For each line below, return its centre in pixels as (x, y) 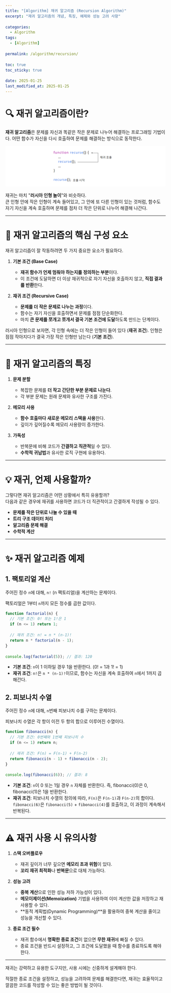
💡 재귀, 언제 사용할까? (48, 480)
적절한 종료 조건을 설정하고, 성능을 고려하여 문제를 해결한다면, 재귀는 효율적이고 (84, 979)
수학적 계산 (23, 531)
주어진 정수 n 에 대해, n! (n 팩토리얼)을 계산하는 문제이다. (61, 592)
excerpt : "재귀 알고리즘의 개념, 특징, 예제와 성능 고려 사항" (63, 16)
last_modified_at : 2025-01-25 (37, 86)
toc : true (16, 65)
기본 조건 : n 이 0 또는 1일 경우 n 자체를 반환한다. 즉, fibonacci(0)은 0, (80, 785)
